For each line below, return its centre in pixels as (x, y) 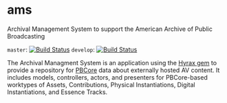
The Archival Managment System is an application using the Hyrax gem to (112, 62)
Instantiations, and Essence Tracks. (57, 92)
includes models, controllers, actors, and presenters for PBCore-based (107, 77)
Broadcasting (26, 36)
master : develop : (51, 49)
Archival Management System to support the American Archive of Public (110, 29)
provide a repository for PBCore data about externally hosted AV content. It (113, 70)
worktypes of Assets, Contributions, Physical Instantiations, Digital (101, 84)
